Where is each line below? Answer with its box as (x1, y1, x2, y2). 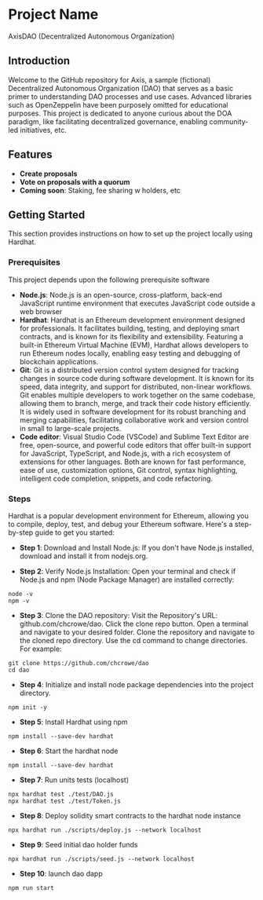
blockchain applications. (19, 357, 99, 366)
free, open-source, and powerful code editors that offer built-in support (19, 440, 251, 449)
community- (209, 116, 249, 126)
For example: (19, 644, 62, 653)
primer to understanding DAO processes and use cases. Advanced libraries (8, 92, 253, 101)
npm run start (8, 884, 55, 892)
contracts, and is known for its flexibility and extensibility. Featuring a (19, 331, 243, 341)
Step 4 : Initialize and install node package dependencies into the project (19, 679, 254, 689)
